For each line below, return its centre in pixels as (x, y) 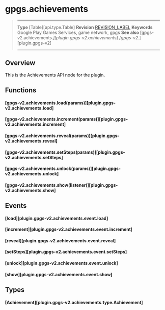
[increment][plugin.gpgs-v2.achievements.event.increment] (69, 229)
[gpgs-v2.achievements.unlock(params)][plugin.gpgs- (63, 169)
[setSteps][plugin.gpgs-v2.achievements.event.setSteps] (66, 252)
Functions (21, 90)
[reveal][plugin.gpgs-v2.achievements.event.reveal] (61, 240)
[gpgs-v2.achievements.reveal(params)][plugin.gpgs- (62, 136)
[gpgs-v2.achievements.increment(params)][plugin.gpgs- (67, 119)
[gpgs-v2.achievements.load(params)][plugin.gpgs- (60, 103)
